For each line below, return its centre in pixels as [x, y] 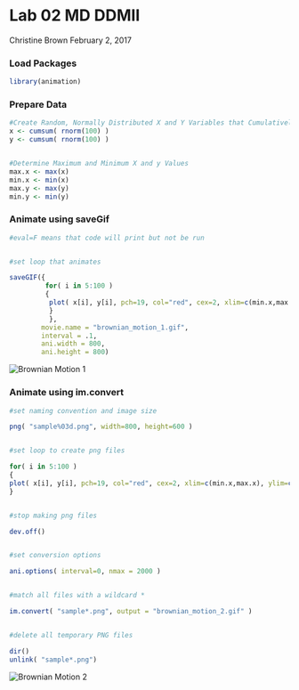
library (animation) [45, 82]
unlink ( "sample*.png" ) [53, 660]
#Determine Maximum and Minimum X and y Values [99, 164]
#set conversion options [55, 556]
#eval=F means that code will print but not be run [107, 238]
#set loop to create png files [67, 451]
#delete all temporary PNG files [71, 635]
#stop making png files [53, 515]
